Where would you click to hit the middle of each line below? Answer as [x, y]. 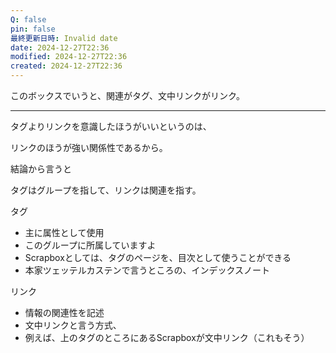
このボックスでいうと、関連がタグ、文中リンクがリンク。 [127, 95]
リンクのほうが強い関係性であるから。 [89, 147]
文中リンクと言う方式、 [73, 325]
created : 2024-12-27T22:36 [66, 66]
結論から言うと [41, 169]
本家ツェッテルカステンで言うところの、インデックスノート [147, 270]
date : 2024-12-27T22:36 [60, 47]
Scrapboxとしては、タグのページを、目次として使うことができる [158, 257]
